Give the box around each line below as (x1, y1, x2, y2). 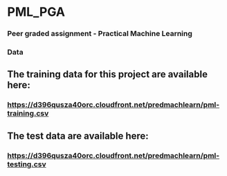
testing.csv (7, 159, 46, 169)
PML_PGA (7, 4, 66, 20)
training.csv (7, 108, 49, 118)
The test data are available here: (7, 130, 149, 141)
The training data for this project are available (7, 68, 208, 80)
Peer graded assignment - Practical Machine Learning (7, 29, 192, 39)
